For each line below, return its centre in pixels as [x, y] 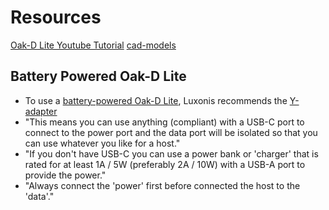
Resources [56, 17]
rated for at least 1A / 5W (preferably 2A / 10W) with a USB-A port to [165, 164]
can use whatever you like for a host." [102, 143]
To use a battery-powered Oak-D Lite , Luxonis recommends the [156, 100]
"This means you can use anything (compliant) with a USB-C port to [164, 122]
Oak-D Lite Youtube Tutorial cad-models [93, 45]
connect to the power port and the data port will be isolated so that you [171, 132]
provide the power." [65, 175]
